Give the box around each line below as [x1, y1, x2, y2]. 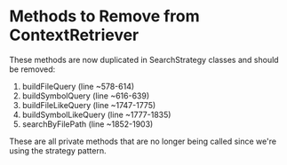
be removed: [9, 64, 56, 75]
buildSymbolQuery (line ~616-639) [21, 90, 150, 101]
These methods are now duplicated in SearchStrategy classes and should [9, 54, 279, 65]
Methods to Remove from [9, 6, 200, 27]
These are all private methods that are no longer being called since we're [9, 136, 277, 146]
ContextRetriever [9, 25, 140, 45]
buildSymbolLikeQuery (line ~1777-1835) [21, 109, 171, 120]
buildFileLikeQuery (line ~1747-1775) [21, 99, 156, 110]
